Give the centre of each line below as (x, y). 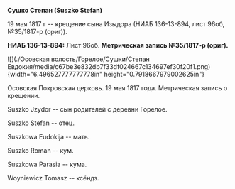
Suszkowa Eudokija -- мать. (49, 137)
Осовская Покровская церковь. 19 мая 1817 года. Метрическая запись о (117, 88)
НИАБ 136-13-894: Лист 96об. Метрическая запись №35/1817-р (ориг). (118, 45)
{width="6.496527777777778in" (55, 74)
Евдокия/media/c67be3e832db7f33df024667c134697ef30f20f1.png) (109, 66)
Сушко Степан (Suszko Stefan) (55, 10)
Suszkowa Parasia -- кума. (47, 164)
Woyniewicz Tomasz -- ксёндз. (53, 178)
